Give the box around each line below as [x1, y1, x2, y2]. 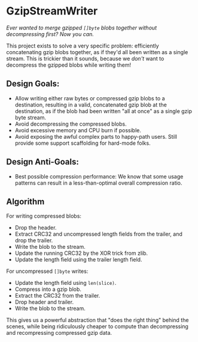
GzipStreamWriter [6, 4, 98, 18]
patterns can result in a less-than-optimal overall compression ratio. [14, 179, 182, 186]
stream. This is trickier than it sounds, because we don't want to [6, 55, 165, 62]
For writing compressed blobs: [6, 212, 82, 220]
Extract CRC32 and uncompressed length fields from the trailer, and [14, 230, 182, 238]
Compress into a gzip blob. [14, 286, 82, 293]
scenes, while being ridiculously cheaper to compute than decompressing [6, 323, 188, 330]
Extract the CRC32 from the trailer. [14, 292, 100, 299]
